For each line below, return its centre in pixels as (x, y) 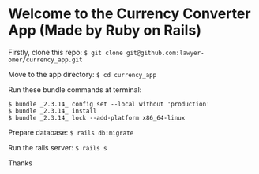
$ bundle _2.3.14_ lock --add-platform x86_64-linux (97, 118)
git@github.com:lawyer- (165, 53)
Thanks (21, 163)
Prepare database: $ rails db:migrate (71, 132)
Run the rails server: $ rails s (58, 147)
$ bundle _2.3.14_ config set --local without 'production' (109, 104)
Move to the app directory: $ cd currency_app (83, 74)
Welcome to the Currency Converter (129, 14)
